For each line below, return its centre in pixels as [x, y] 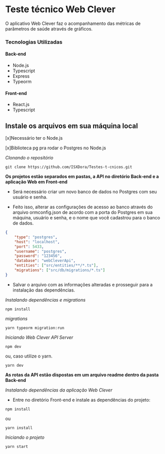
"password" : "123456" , [38, 256]
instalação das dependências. [44, 290]
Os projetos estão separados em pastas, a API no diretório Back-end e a [82, 177]
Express [21, 76]
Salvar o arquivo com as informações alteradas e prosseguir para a [82, 284]
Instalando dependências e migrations [46, 300]
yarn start [17, 446]
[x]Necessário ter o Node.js [34, 138]
